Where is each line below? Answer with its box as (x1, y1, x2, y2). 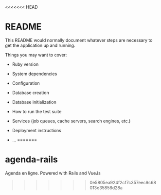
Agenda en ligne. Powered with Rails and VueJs (5, 170, 101, 176)
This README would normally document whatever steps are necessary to (5, 37, 153, 43)
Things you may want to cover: (5, 52, 67, 58)
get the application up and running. (5, 42, 75, 48)
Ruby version (12, 61, 39, 67)
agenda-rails (5, 154, 58, 165)
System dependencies (12, 71, 57, 77)
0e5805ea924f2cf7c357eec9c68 (89, 179, 157, 185)
